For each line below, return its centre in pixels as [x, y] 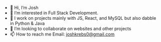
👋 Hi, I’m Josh [24, 8]
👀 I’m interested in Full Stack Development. [54, 13]
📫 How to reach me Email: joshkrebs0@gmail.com [62, 34]
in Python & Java [27, 23]
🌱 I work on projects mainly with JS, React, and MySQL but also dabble [83, 18]
